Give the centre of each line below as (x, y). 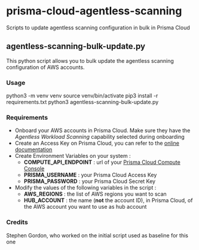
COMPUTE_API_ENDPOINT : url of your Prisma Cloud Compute (102, 162)
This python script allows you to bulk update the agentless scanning (90, 60)
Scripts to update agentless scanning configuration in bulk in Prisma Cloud (98, 28)
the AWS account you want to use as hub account (85, 207)
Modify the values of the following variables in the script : (85, 188)
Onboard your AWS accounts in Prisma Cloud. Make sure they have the (102, 130)
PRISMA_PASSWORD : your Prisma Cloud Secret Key (90, 181)
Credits (17, 222)
